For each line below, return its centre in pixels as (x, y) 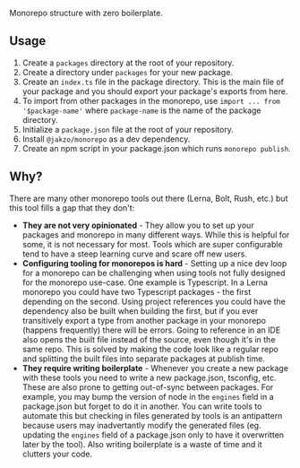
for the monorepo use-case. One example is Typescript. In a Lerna (145, 282)
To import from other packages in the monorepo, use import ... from (151, 100)
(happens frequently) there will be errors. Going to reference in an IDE (151, 330)
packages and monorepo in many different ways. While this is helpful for (156, 234)
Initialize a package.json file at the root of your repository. (128, 129)
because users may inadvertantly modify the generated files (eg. (141, 425)
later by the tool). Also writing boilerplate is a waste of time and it (142, 444)
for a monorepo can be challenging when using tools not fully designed (154, 273)
